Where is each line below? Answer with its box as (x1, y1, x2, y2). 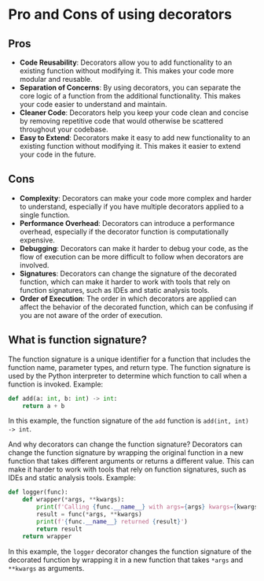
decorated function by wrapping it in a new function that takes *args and (8, 555, 244, 564)
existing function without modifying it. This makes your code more (19, 66, 234, 76)
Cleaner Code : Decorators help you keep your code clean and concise (19, 108, 249, 117)
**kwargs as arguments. (8, 563, 85, 572)
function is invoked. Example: (8, 379, 104, 389)
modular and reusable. (19, 75, 93, 83)
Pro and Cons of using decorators (8, 6, 233, 24)
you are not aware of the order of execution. (19, 310, 163, 320)
